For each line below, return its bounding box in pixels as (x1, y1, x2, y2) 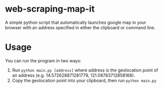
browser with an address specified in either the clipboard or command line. (5, 24, 156, 30)
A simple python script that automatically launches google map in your (5, 19, 146, 25)
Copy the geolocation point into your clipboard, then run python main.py (12, 77, 157, 83)
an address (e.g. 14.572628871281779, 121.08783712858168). (12, 72, 135, 78)
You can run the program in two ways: (5, 57, 82, 64)
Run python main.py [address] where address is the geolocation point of (12, 67, 158, 73)
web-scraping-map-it (5, 3, 95, 15)
